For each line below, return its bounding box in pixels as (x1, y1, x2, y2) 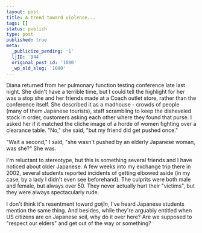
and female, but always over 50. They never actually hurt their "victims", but (6, 182, 195, 189)
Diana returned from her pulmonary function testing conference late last (6, 82, 185, 89)
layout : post (6, 8, 39, 15)
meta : (6, 43, 20, 49)
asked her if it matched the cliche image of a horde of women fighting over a (6, 120, 197, 128)
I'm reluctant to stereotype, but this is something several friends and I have (6, 157, 192, 164)
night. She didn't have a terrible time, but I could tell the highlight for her (6, 88, 185, 96)
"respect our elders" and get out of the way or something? (6, 220, 152, 227)
